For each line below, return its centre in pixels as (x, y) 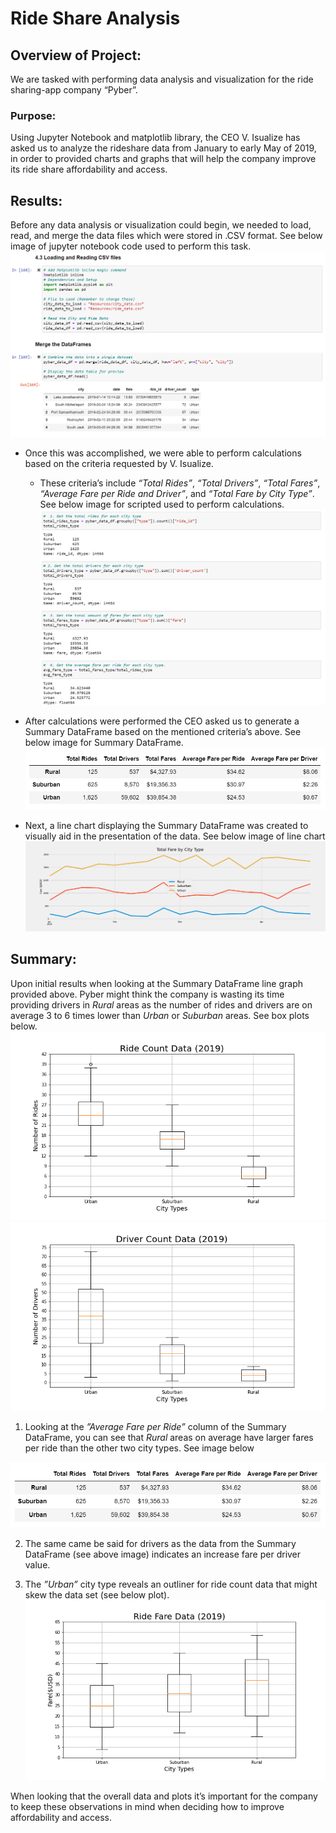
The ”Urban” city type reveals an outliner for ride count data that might (171, 1584)
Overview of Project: (76, 55)
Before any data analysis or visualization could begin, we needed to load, (161, 225)
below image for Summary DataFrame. (104, 742)
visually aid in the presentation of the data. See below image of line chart (175, 836)
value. (37, 1564)
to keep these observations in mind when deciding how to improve (147, 1806)
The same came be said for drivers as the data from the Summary (160, 1543)
